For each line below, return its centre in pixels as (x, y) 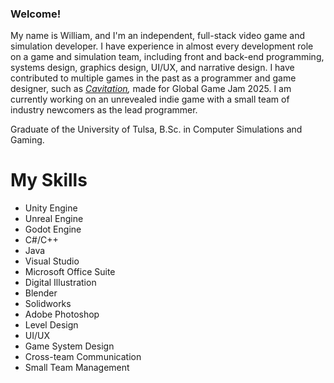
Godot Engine (53, 229)
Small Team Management (77, 368)
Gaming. (27, 140)
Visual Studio (52, 261)
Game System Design (69, 346)
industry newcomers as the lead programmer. (104, 110)
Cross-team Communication (83, 357)
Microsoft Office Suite (70, 272)
